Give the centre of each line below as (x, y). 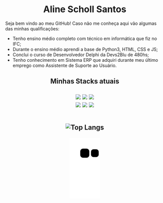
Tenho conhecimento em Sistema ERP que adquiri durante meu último (85, 60)
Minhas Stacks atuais (85, 81)
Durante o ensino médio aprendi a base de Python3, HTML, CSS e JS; (85, 49)
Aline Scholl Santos (85, 9)
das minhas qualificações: (32, 28)
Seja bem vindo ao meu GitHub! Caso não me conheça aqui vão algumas (81, 23)
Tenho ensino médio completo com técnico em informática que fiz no (85, 38)
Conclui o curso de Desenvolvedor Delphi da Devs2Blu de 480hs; (81, 55)
